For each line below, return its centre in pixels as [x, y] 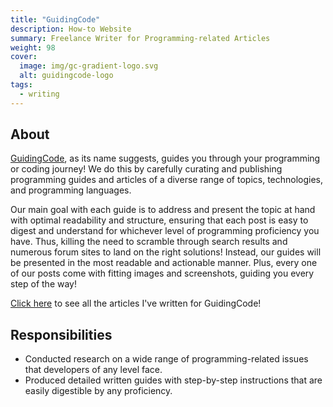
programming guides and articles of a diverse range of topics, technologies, [167, 180]
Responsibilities [61, 334]
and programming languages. [71, 190]
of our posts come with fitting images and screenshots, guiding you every [162, 273]
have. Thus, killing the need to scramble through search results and [149, 242]
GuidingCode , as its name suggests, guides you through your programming [165, 158]
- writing [39, 94]
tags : [21, 85]
